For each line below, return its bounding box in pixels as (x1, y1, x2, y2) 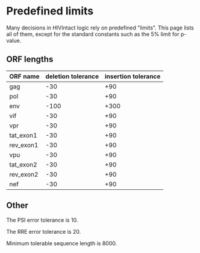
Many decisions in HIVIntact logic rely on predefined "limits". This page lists (6, 24, 194, 31)
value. (6, 37, 22, 44)
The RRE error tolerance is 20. (6, 228, 81, 235)
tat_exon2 (9, 160, 37, 169)
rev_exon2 (9, 170, 39, 178)
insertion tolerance (104, 72, 161, 81)
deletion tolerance (45, 72, 99, 81)
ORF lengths (6, 54, 54, 64)
